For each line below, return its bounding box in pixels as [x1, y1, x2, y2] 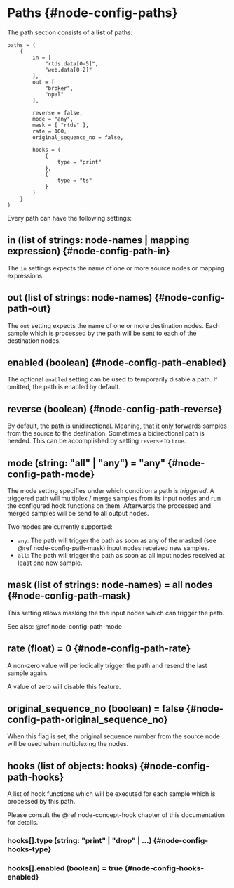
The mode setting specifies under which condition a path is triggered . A [7, 487, 215, 495]
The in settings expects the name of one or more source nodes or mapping [7, 263, 226, 272]
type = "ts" [57, 177, 92, 184]
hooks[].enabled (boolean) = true [7, 863, 123, 873]
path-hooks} [7, 771, 64, 783]
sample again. [7, 669, 48, 677]
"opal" [44, 91, 64, 98]
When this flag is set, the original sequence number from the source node [7, 732, 221, 740]
